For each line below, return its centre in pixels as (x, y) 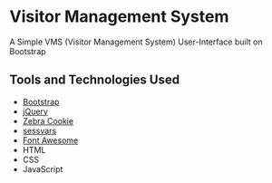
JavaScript (43, 169)
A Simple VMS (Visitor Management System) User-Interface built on (136, 42)
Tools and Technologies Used (94, 80)
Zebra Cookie (48, 120)
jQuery (35, 111)
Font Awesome (50, 140)
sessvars (39, 130)
